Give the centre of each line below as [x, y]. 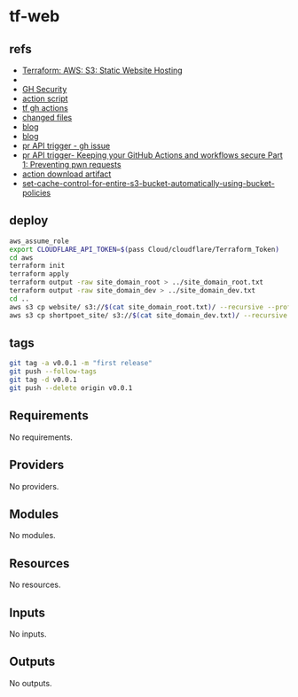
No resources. [35, 585]
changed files [47, 117]
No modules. [32, 536]
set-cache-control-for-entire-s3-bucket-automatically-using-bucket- [148, 183]
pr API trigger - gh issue [66, 145]
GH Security [44, 89]
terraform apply [39, 274]
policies [36, 193]
